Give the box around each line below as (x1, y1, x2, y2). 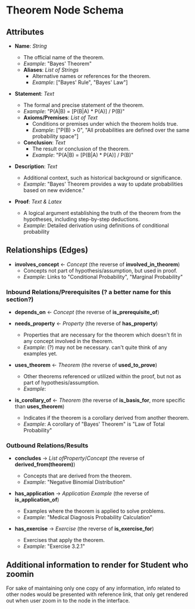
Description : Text (14, 163, 58, 170)
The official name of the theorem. (23, 54, 105, 60)
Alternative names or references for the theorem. (32, 73, 151, 79)
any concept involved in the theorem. (23, 338, 113, 345)
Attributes (6, 27, 44, 37)
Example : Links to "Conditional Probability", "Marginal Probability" (23, 273, 183, 280)
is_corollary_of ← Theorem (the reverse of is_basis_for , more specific (14, 397, 186, 404)
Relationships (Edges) (6, 245, 89, 255)
